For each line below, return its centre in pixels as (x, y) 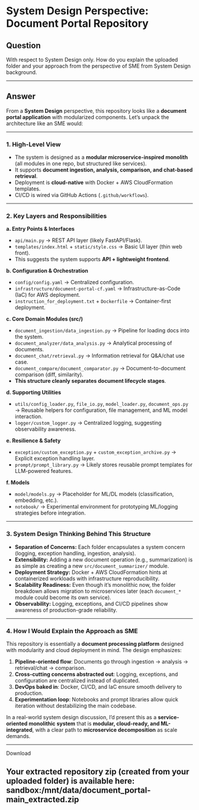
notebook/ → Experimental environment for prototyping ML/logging (96, 507)
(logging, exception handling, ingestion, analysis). (75, 553)
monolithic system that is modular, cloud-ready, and (94, 723)
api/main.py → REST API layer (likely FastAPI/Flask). (78, 240)
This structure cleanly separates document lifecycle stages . (90, 381)
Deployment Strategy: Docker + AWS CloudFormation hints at (91, 572)
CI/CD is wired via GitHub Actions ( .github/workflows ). (82, 195)
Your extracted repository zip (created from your (98, 772)
